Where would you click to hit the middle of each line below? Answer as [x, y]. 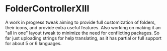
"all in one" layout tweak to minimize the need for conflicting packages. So [82, 33]
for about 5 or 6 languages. [33, 43]
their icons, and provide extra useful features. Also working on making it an [83, 27]
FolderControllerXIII [47, 9]
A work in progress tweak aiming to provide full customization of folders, [80, 22]
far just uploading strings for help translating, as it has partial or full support [83, 38]
